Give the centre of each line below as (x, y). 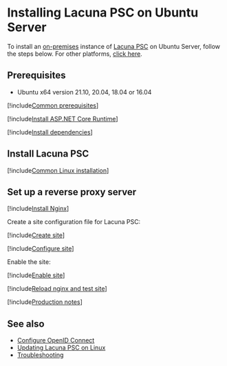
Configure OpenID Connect (56, 340)
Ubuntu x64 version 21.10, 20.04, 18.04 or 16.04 (84, 92)
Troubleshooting (40, 355)
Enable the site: (29, 262)
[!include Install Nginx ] (38, 209)
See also (26, 324)
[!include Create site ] (36, 235)
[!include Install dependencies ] (50, 132)
